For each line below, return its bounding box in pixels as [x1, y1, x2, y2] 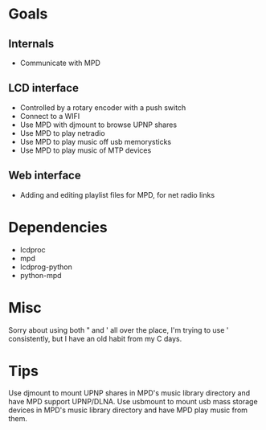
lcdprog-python [19, 262, 72, 272]
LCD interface [8, 81, 79, 95]
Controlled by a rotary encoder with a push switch [19, 102, 186, 113]
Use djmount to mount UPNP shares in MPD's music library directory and [8, 388, 251, 398]
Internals [8, 37, 55, 51]
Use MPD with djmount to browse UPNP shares [19, 120, 178, 129]
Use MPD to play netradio [19, 128, 106, 137]
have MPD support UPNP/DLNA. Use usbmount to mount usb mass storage [8, 397, 259, 407]
